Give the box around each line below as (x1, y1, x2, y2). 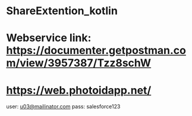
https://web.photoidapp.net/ (6, 83, 152, 97)
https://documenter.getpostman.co (6, 44, 186, 57)
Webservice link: (6, 31, 92, 45)
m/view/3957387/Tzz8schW (6, 56, 152, 70)
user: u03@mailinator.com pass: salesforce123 (6, 103, 121, 110)
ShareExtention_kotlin (6, 4, 118, 18)
